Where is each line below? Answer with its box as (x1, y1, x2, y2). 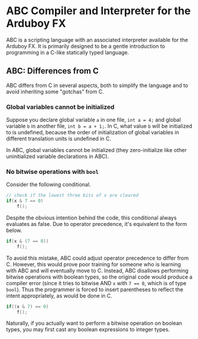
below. (6, 227, 22, 234)
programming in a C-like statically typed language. (6, 49, 129, 56)
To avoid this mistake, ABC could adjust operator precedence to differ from (6, 254, 189, 261)
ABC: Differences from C (6, 66, 99, 76)
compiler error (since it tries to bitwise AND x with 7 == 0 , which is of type (6, 279, 187, 286)
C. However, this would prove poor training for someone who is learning (6, 260, 181, 267)
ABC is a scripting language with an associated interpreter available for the (6, 36, 188, 43)
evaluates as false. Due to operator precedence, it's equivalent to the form (6, 220, 187, 227)
